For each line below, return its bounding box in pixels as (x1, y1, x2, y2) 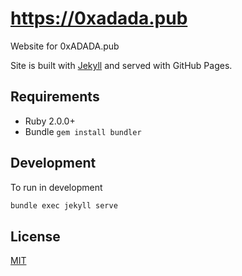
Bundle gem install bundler (24, 125, 142, 137)
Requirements (10, 88, 100, 106)
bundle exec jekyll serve (10, 200, 118, 211)
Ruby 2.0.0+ (24, 115, 76, 127)
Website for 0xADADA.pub (10, 40, 120, 52)
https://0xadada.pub (10, 7, 188, 30)
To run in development (10, 181, 103, 193)
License (10, 228, 61, 245)
